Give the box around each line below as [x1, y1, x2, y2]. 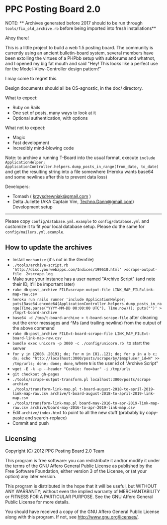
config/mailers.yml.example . [5, 228, 65, 235]
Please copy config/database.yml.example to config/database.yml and [5, 218, 150, 224]
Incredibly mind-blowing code [12, 145, 74, 151]
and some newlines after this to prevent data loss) [5, 174, 108, 180]
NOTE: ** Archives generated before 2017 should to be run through [5, 20, 143, 26]
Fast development [12, 140, 50, 146]
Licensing [5, 435, 36, 443]
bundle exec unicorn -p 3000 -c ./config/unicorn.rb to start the [12, 340, 150, 346]
